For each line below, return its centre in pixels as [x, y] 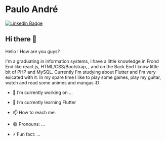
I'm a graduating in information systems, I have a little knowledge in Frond [82, 61]
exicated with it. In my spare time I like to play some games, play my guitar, [83, 77]
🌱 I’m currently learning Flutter [44, 102]
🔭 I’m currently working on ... [43, 92]
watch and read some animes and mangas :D [52, 82]
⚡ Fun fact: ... [26, 134]
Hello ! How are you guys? [33, 51]
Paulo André [32, 9]
